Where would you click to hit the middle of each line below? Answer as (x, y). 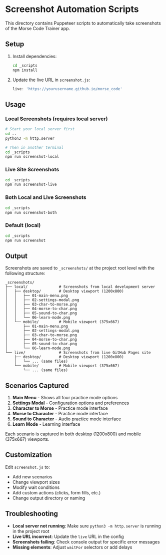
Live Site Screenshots (32, 170)
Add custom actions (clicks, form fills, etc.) (56, 492)
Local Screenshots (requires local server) (56, 119)
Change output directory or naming (49, 498)
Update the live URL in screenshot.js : (51, 80)
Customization (29, 455)
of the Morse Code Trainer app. (38, 28)
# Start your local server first (40, 129)
